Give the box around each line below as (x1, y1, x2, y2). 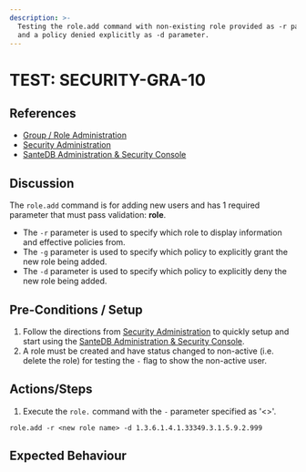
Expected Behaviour (9, 448, 127, 464)
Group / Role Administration (22, 129, 127, 141)
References (9, 106, 76, 121)
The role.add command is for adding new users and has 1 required (9, 200, 260, 210)
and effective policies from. (22, 237, 126, 248)
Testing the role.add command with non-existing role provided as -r (17, 22, 287, 31)
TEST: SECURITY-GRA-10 (9, 69, 207, 90)
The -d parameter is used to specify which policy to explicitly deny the (22, 266, 287, 277)
